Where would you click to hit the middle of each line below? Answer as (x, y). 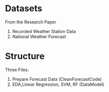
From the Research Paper (31, 22)
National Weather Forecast (39, 37)
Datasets (24, 9)
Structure (25, 56)
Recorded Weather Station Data (44, 31)
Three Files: (17, 70)
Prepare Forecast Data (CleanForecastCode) (57, 79)
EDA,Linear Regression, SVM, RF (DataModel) (58, 84)
